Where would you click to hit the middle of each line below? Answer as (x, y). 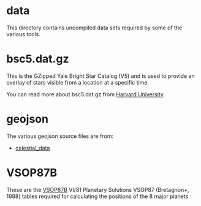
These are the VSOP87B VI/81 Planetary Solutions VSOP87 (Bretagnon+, (98, 189)
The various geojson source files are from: (60, 136)
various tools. (24, 34)
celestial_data (32, 148)
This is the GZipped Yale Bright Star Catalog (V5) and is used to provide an (100, 76)
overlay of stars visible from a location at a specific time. (78, 82)
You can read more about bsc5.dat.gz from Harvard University (85, 94)
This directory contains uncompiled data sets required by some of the (94, 28)
